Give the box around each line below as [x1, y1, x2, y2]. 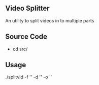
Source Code [5, 33, 47, 41]
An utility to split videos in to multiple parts [5, 17, 94, 23]
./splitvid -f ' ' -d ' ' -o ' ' [5, 74, 52, 80]
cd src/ [12, 46, 28, 52]
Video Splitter [5, 4, 50, 13]
